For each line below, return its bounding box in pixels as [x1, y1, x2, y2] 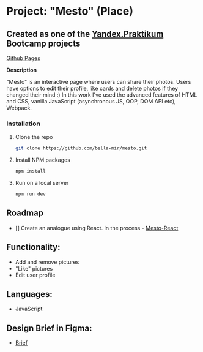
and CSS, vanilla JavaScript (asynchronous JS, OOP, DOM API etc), [6, 98, 176, 105]
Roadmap [6, 208, 44, 219]
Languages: [6, 289, 53, 299]
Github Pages [6, 54, 41, 62]
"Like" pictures [15, 264, 53, 272]
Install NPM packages [15, 156, 70, 163]
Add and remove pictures [15, 258, 79, 266]
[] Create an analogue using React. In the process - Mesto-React [15, 224, 179, 231]
